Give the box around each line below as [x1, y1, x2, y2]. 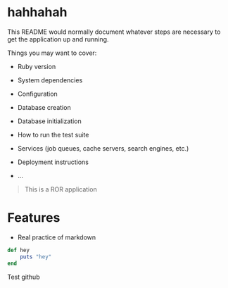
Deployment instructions [17, 158, 89, 166]
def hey [7, 246, 30, 253]
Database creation [17, 103, 72, 111]
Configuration [17, 89, 58, 98]
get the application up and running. [7, 35, 109, 43]
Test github [7, 273, 40, 281]
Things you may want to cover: [7, 49, 97, 57]
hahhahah [7, 4, 68, 20]
